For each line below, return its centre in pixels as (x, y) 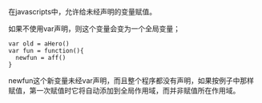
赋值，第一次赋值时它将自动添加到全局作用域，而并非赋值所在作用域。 (124, 91)
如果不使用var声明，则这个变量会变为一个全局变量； (94, 29)
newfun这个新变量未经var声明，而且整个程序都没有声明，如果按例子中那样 (131, 81)
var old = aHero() (39, 44)
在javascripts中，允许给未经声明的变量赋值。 (83, 12)
